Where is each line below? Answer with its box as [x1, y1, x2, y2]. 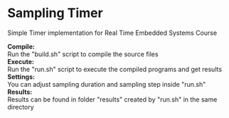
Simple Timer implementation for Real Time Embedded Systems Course [7, 28, 218, 37]
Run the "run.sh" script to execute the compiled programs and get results [7, 65, 223, 73]
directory [7, 102, 34, 111]
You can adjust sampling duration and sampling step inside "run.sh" [7, 80, 206, 88]
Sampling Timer [7, 5, 103, 21]
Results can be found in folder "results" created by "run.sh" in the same [7, 95, 218, 104]
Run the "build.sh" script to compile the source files [7, 50, 159, 58]
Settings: [7, 73, 36, 81]
